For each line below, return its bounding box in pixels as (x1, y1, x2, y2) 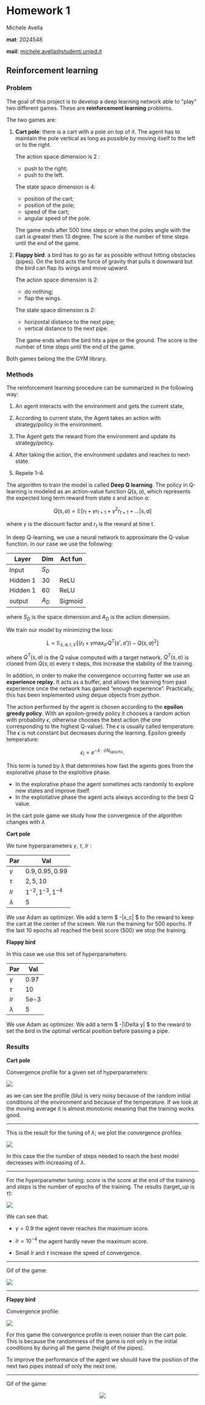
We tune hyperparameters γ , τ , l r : (6, 842, 92, 849)
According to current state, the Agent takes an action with (15, 414, 161, 421)
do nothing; (24, 288, 54, 295)
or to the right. (15, 141, 52, 148)
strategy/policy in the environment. (15, 421, 103, 428)
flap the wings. (24, 294, 62, 302)
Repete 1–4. (15, 469, 45, 476)
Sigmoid (59, 596, 84, 605)
